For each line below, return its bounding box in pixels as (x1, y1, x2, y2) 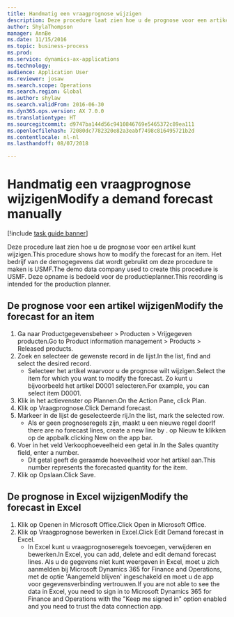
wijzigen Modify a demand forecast (7, 191, 214, 207)
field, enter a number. (17, 448, 79, 456)
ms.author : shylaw (7, 95, 61, 102)
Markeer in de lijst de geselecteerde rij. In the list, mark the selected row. (17, 411, 224, 419)
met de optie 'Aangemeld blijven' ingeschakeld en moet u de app (27, 572, 214, 581)
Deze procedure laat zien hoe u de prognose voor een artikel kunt (7, 242, 196, 252)
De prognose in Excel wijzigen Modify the (7, 491, 189, 503)
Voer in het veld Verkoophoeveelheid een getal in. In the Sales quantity (17, 441, 219, 449)
